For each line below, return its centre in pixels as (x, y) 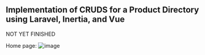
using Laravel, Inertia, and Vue (65, 20)
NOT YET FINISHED (31, 34)
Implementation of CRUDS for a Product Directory (102, 10)
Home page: (21, 45)
